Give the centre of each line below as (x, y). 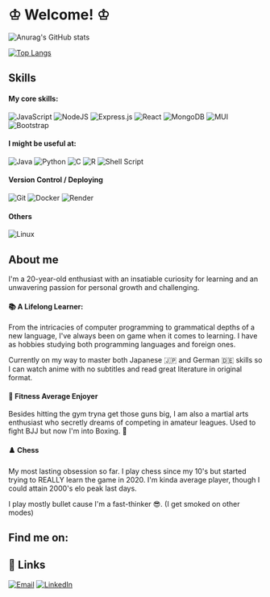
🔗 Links (27, 565)
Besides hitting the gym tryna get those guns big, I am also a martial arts (129, 414)
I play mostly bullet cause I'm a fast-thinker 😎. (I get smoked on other (124, 504)
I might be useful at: (42, 143)
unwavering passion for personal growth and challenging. (104, 287)
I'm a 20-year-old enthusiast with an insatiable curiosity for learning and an (133, 279)
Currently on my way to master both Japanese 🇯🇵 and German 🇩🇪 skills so (135, 360)
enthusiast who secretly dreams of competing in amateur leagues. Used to (132, 423)
